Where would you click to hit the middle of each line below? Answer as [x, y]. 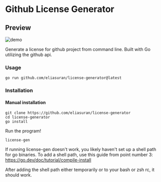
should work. [19, 175]
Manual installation [25, 102]
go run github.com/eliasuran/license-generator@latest [63, 78]
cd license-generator [28, 117]
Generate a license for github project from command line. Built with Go [78, 49]
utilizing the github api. [29, 54]
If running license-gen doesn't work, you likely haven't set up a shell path [81, 149]
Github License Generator [60, 9]
